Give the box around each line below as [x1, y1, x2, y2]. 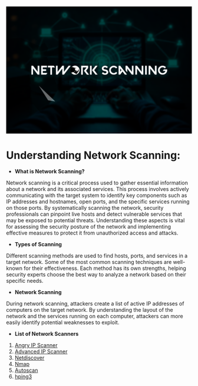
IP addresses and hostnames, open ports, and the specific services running [6, 198, 190, 205]
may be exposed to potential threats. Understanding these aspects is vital [6, 217, 185, 224]
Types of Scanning [14, 241, 62, 248]
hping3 [14, 373, 32, 380]
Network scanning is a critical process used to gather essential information [6, 179, 189, 186]
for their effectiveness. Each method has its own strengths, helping [23, 265, 187, 272]
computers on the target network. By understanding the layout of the [6, 306, 173, 314]
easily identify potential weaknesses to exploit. [6, 319, 120, 326]
